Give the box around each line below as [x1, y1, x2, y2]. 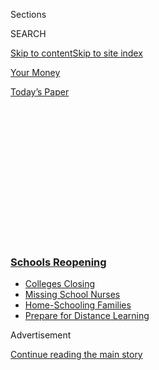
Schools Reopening [10, 255, 107, 269]
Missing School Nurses [24, 289, 121, 301]
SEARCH [10, 28, 47, 39]
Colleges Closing [24, 278, 96, 290]
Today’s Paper [10, 86, 70, 98]
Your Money [10, 67, 61, 78]
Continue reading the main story [10, 349, 143, 361]
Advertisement [10, 329, 72, 341]
